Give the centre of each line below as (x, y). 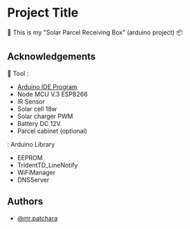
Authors (25, 202)
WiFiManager (36, 172)
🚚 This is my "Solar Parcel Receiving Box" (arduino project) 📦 (95, 32)
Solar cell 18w (37, 109)
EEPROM (30, 158)
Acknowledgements (51, 57)
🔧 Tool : (18, 73)
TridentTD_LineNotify (47, 165)
